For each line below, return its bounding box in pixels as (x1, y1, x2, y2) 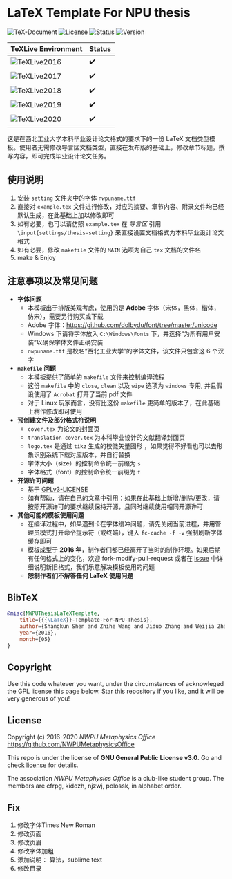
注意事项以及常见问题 (7, 275, 98, 287)
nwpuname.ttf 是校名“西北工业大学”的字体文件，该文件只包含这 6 (27, 346, 211, 355)
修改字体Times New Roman (17, 821, 95, 829)
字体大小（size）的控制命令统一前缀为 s (27, 459, 142, 468)
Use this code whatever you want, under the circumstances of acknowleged (7, 680, 224, 688)
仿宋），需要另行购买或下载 (27, 312, 104, 320)
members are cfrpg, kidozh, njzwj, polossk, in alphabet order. (7, 781, 182, 790)
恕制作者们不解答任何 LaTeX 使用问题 (27, 571, 133, 580)
